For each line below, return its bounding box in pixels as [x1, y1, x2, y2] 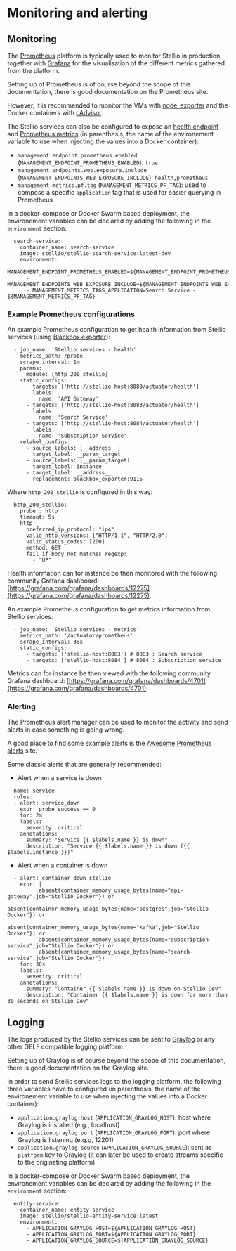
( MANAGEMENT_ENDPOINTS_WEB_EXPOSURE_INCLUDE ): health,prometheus [17, 174, 209, 181]
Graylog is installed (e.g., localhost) [17, 1121, 120, 1129]
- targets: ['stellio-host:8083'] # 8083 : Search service [25, 651, 202, 658]
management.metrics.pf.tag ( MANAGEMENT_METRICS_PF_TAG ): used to [17, 181, 207, 189]
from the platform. [7, 67, 60, 74]
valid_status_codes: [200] [25, 538, 105, 545]
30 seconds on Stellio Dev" [7, 997, 90, 1004]
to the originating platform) [17, 1158, 96, 1167]
